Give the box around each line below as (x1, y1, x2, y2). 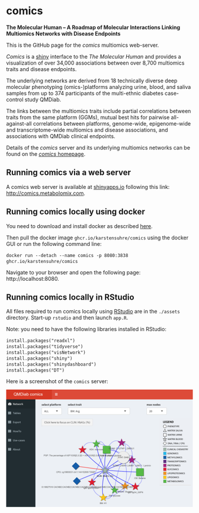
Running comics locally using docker (6, 207, 145, 217)
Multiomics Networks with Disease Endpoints (6, 30, 121, 37)
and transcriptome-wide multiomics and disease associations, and (6, 126, 168, 133)
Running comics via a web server (6, 168, 131, 178)
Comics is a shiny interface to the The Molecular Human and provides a (6, 53, 182, 60)
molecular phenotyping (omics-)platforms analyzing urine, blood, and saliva (6, 83, 191, 90)
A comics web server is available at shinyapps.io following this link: (6, 183, 170, 190)
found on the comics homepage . (6, 150, 86, 158)
